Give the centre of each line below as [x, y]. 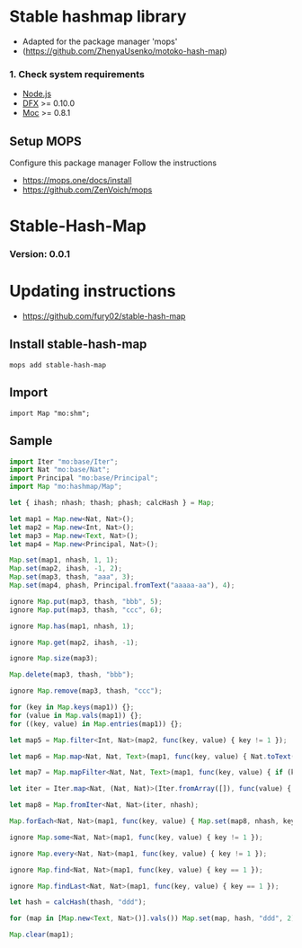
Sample [31, 441]
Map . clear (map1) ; [42, 935]
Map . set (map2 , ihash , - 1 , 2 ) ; [66, 569]
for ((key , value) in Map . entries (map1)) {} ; [96, 724]
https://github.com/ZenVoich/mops [87, 190]
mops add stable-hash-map [58, 365]
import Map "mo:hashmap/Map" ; [66, 487]
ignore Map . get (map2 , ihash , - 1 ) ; [74, 642]
